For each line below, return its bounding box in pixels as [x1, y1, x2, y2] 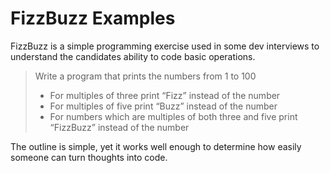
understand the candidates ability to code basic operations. [10, 50, 256, 62]
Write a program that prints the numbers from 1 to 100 [34, 70, 257, 82]
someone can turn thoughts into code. [10, 151, 168, 163]
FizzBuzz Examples [10, 7, 176, 30]
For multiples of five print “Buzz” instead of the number [49, 100, 278, 112]
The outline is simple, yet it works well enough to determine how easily [10, 140, 302, 152]
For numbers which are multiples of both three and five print [49, 110, 298, 122]
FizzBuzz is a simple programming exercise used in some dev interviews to [10, 40, 320, 52]
